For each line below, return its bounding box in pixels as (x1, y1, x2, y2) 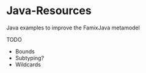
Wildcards (15, 61, 41, 68)
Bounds (15, 47, 35, 55)
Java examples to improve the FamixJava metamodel (6, 24, 141, 31)
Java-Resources (6, 4, 92, 18)
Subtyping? (15, 54, 45, 61)
